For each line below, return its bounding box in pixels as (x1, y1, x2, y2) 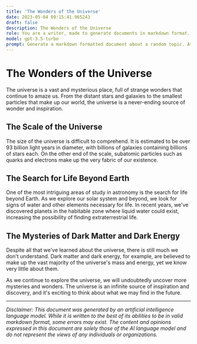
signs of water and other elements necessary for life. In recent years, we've (6, 201, 189, 209)
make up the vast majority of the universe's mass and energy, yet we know (6, 259, 187, 266)
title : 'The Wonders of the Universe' (6, 8, 101, 15)
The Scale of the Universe (6, 122, 103, 132)
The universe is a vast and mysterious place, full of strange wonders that (6, 86, 182, 93)
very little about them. (6, 265, 59, 272)
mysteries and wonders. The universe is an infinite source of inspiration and (6, 283, 189, 290)
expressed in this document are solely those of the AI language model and (6, 325, 186, 332)
